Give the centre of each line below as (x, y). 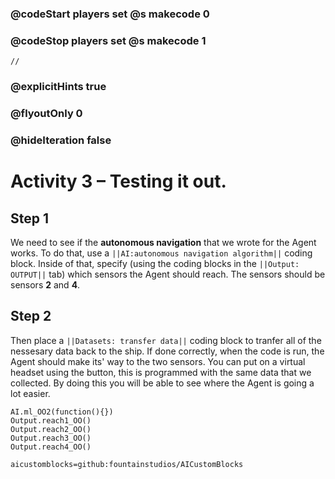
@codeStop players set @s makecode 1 (108, 40)
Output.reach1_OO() (51, 420)
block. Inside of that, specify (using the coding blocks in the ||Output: (155, 263)
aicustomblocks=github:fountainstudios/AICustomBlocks (127, 464)
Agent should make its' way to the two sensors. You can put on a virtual (158, 361)
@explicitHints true (58, 87)
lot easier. (30, 393)
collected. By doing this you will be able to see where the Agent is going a (162, 383)
